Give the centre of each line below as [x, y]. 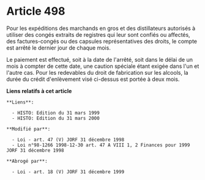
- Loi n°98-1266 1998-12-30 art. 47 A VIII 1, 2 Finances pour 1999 [101, 145]
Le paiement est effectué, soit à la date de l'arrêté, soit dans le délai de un [99, 59]
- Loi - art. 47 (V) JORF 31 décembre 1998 [68, 140]
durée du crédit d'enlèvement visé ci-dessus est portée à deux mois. [93, 79]
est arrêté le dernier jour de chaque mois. [59, 48]
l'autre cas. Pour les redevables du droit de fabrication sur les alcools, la [97, 72]
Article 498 [36, 11]
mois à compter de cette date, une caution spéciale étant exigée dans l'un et [103, 66]
